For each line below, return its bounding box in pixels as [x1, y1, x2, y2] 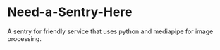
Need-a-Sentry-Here [7, 4, 133, 20]
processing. [7, 34, 42, 42]
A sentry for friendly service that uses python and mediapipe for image [7, 27, 214, 35]
